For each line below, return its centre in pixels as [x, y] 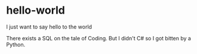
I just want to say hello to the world [49, 27]
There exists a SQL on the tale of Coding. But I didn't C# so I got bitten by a [98, 38]
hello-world [36, 10]
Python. [16, 45]
